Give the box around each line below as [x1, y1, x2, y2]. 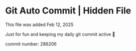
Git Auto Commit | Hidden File [5, 5, 131, 16]
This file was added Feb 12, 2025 [5, 21, 74, 27]
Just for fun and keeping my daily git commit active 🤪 [5, 31, 115, 37]
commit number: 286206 [5, 40, 57, 47]
